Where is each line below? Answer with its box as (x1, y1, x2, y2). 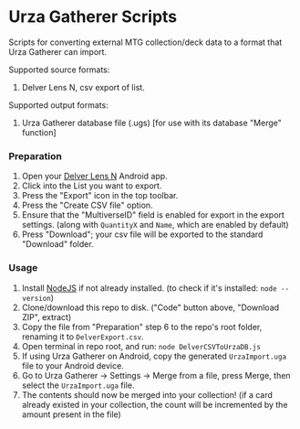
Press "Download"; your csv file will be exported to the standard (21, 229, 264, 240)
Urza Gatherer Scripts (8, 6, 178, 27)
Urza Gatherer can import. (8, 46, 107, 57)
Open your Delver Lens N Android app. (21, 171, 168, 182)
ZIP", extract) (21, 311, 72, 322)
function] (21, 126, 57, 138)
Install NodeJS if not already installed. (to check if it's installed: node (21, 282, 277, 294)
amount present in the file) (21, 409, 122, 420)
